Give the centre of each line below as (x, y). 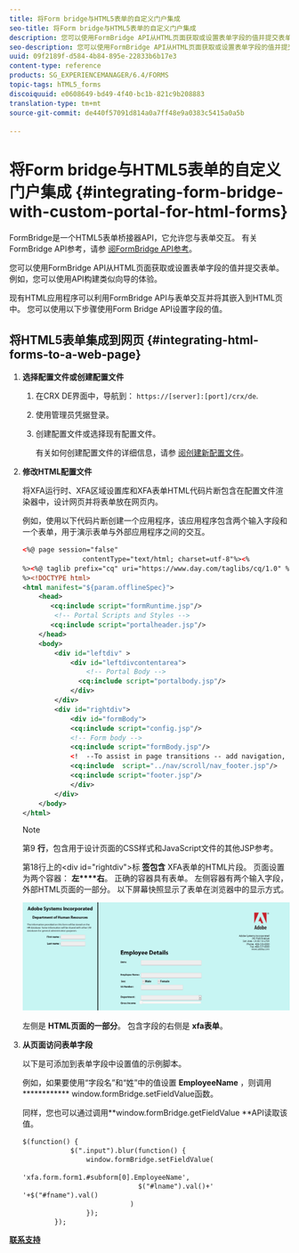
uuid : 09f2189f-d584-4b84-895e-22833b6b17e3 (93, 57)
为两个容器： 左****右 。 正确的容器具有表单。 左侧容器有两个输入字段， (155, 879)
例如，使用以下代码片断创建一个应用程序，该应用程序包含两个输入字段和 (154, 520)
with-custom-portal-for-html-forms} (149, 212)
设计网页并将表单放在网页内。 (108, 502)
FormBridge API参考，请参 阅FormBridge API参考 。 (103, 249)
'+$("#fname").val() (60, 1196)
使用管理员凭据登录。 (74, 415)
